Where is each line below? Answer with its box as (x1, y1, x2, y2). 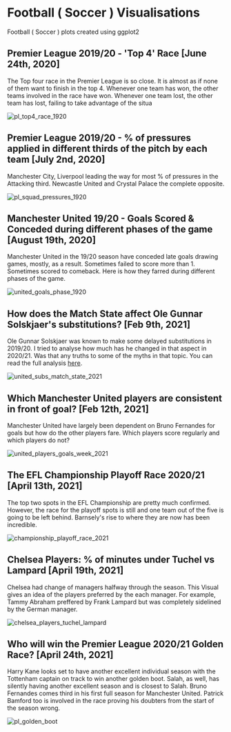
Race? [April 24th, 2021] (7, 649, 114, 661)
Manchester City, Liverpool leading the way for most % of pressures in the (7, 172, 219, 180)
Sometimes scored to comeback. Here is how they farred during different (7, 267, 215, 275)
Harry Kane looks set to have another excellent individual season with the (7, 667, 216, 675)
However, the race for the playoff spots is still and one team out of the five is (7, 506, 224, 514)
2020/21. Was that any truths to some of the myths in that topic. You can (7, 352, 213, 360)
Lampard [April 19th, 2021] (7, 564, 124, 577)
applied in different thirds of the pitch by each (7, 143, 208, 155)
